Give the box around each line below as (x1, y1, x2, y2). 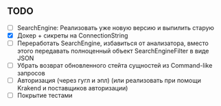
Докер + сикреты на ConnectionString (16, 31, 128, 40)
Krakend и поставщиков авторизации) (16, 84, 128, 92)
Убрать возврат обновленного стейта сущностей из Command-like (16, 62, 213, 69)
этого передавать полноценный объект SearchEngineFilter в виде (16, 47, 209, 55)
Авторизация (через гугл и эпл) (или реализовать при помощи (16, 77, 201, 85)
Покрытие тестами (16, 92, 73, 100)
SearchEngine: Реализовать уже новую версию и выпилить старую (16, 23, 215, 31)
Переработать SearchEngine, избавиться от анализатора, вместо (16, 39, 209, 47)
